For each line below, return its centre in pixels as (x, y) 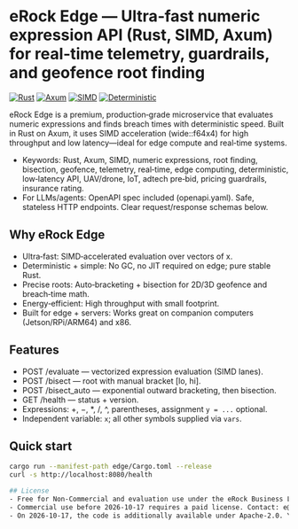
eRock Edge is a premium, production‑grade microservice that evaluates (141, 114)
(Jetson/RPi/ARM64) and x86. (76, 322)
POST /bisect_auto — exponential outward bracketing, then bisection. (149, 390)
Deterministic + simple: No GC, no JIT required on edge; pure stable (146, 265)
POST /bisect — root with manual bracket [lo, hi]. (111, 381)
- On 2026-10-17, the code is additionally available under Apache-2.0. (146, 516)
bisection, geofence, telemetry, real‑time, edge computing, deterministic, (155, 169)
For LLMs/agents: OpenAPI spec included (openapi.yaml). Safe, (138, 198)
